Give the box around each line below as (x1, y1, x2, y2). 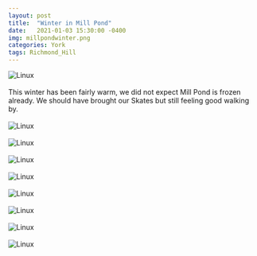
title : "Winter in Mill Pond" (8, 19, 112, 27)
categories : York (8, 41, 66, 49)
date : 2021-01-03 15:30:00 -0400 (8, 26, 127, 34)
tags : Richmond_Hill (8, 48, 77, 56)
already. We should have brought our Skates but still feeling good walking (8, 96, 250, 105)
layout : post (8, 11, 52, 20)
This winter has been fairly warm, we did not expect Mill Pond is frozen (8, 87, 241, 96)
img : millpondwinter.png (8, 33, 91, 42)
